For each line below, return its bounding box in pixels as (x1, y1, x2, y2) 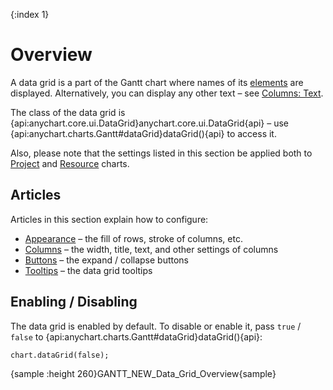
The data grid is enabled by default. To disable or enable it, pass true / (10, 320, 302, 332)
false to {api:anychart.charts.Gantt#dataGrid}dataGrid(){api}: (10, 330, 263, 343)
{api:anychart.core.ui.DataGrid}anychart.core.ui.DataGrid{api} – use (10, 117, 290, 129)
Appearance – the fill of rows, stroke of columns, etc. (24, 232, 243, 244)
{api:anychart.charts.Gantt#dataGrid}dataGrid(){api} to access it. (10, 127, 277, 139)
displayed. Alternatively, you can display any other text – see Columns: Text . (10, 87, 324, 99)
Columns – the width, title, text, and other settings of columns (24, 243, 279, 255)
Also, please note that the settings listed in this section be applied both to (10, 147, 313, 159)
